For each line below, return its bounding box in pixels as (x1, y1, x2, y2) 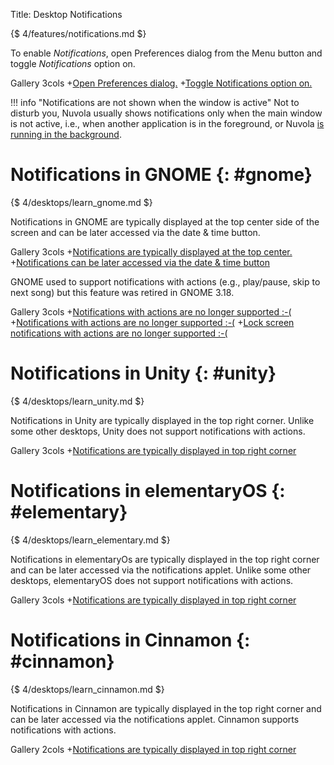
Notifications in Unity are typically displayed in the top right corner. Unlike (10, 414, 315, 426)
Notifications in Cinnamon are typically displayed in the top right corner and (10, 702, 322, 714)
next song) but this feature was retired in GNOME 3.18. (10, 286, 235, 298)
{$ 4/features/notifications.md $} (10, 28, 147, 39)
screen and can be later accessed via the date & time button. (10, 226, 261, 238)
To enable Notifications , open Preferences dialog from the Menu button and (10, 47, 323, 59)
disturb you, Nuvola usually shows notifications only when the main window (10, 107, 323, 119)
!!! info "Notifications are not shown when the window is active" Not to (10, 97, 300, 108)
